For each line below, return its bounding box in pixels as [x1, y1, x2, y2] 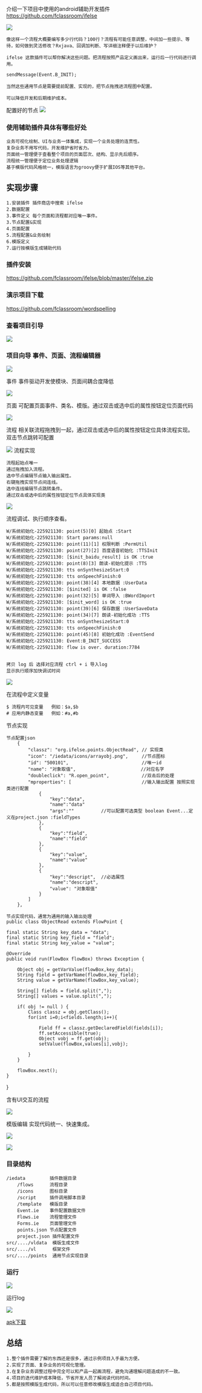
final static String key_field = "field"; [6, 935, 115, 941]
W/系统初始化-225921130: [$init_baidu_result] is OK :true [6, 554, 154, 560]
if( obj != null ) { [17, 1004, 69, 1010]
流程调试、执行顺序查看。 [6, 515, 70, 522]
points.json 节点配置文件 [17, 1227, 77, 1233]
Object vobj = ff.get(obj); [38, 1036, 110, 1042]
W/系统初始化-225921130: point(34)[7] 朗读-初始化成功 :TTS [6, 612, 150, 618]
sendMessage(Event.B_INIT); [6, 72, 77, 78]
